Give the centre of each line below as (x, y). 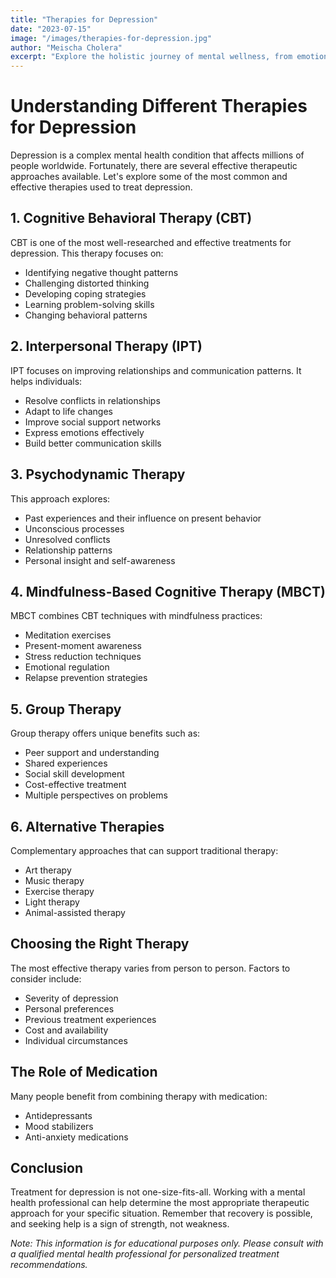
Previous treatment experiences (90, 1019)
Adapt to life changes (68, 411)
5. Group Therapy (66, 709)
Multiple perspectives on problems (96, 795)
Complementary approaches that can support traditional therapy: (144, 850)
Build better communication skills (93, 443)
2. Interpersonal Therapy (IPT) (106, 346)
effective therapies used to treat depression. (101, 187)
